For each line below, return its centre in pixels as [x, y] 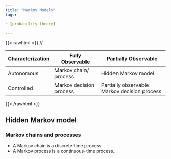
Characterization [29, 59]
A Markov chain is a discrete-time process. [58, 146]
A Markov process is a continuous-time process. [64, 151]
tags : [11, 15]
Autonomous [23, 73]
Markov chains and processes [43, 135]
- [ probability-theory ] [31, 24]
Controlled [20, 88]
